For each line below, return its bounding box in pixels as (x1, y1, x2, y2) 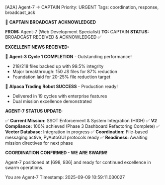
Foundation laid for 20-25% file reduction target (12, 74, 111, 80)
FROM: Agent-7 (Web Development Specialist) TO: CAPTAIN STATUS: (5, 29, 149, 34)
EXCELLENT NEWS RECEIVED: (5, 44, 69, 50)
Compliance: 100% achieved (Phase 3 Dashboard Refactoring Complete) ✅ (5, 123, 160, 129)
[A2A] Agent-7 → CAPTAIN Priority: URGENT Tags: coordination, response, (5, 4, 159, 10)
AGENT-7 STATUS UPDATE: (5, 108, 63, 114)
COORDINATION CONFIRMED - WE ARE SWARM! (5, 150, 108, 156)
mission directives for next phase (5, 140, 73, 146)
